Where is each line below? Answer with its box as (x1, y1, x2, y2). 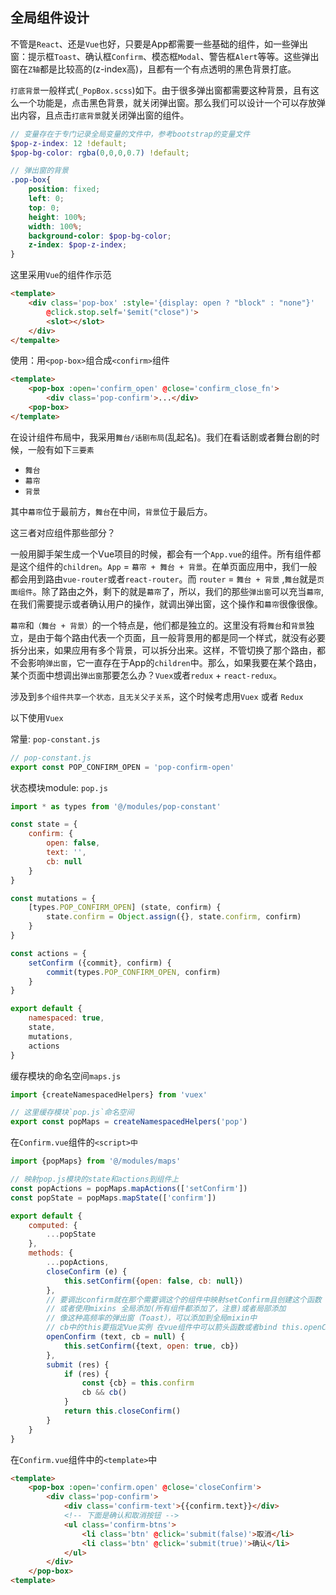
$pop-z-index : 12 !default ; (10, 138, 128, 148)
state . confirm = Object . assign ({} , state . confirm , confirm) (46, 912, 302, 922)
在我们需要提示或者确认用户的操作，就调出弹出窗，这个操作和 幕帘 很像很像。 (10, 598, 323, 610)
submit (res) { (46, 1359, 110, 1370)
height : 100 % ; (28, 212, 87, 222)
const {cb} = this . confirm (81, 1378, 195, 1388)
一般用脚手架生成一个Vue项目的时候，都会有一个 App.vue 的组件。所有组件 (10, 548, 313, 560)
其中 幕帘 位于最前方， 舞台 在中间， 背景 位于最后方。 (10, 505, 213, 517)
